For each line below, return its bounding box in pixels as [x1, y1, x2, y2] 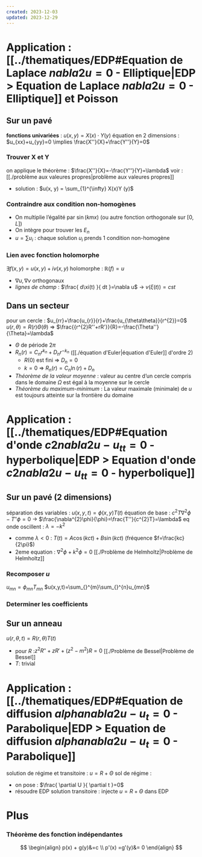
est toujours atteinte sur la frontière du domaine [14, 391, 134, 399]
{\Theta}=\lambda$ [6, 329, 54, 337]
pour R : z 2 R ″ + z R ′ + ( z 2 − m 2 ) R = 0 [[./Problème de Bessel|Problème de [14, 646, 194, 654]
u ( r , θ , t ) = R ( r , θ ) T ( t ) [6, 634, 56, 642]
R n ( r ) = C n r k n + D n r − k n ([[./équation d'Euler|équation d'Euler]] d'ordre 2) [14, 347, 194, 358]
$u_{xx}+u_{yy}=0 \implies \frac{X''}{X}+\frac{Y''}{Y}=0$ [6, 138, 150, 145]
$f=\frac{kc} [153, 534, 185, 542]
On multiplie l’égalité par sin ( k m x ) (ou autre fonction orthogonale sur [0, [14, 213, 194, 221]
